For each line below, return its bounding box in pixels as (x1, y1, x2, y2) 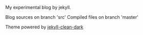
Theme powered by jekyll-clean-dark (5, 24, 84, 30)
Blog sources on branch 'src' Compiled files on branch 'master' (5, 14, 139, 20)
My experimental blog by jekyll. (5, 5, 71, 10)
